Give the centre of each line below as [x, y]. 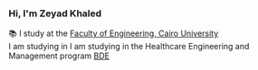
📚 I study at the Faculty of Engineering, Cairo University [114, 33]
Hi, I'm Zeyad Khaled [55, 13]
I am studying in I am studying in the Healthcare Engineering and [129, 47]
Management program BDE [59, 56]
